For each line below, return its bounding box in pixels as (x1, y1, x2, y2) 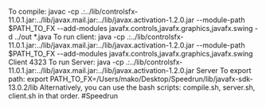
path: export (8, 75, 49, 83)
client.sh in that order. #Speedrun (8, 91, 118, 100)
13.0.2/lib (8, 83, 38, 92)
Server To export (196, 66, 252, 75)
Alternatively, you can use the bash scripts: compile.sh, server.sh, (39, 83, 256, 92)
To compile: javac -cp (8, 7, 80, 16)
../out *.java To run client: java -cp (14, 32, 126, 41)
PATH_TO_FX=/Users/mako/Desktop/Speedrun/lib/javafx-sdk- (49, 75, 253, 83)
